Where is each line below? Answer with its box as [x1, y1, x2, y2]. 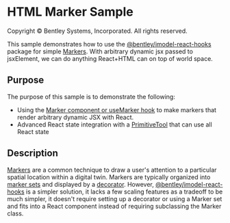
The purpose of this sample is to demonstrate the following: [7, 92, 176, 101]
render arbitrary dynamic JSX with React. [16, 113, 134, 121]
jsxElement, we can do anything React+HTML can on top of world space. [7, 54, 214, 62]
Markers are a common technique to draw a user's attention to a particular [7, 166, 217, 174]
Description [7, 148, 58, 159]
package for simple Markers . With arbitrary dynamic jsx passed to [7, 47, 194, 55]
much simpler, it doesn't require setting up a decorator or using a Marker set [7, 194, 222, 202]
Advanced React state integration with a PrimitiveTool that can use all [16, 120, 212, 129]
